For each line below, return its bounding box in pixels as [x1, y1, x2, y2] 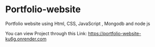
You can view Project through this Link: [5, 30, 87, 36]
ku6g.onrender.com [5, 36, 47, 42]
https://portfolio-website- [88, 30, 141, 36]
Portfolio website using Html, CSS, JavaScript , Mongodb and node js [5, 20, 150, 27]
